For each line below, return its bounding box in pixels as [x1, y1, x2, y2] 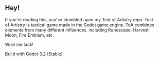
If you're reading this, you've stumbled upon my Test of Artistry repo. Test [5, 16, 153, 22]
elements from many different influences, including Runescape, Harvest [5, 27, 149, 33]
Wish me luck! [5, 41, 34, 47]
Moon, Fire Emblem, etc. [5, 32, 54, 38]
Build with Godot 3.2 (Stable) [5, 51, 63, 57]
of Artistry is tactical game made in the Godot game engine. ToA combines [5, 22, 155, 28]
